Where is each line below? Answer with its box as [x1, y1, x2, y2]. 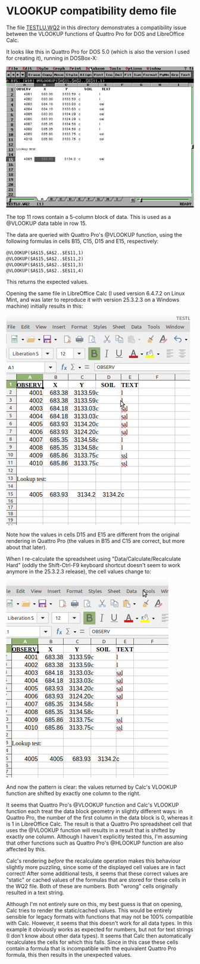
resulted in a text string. [6, 889, 64, 896]
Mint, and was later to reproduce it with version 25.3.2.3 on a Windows [6, 296, 180, 303]
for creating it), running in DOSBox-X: [6, 54, 98, 61]
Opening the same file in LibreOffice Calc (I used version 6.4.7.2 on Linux [6, 289, 185, 296]
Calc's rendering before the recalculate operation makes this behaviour [6, 857, 181, 864]
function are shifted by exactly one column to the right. [6, 789, 141, 797]
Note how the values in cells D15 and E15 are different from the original [6, 531, 180, 538]
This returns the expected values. [6, 278, 89, 285]
